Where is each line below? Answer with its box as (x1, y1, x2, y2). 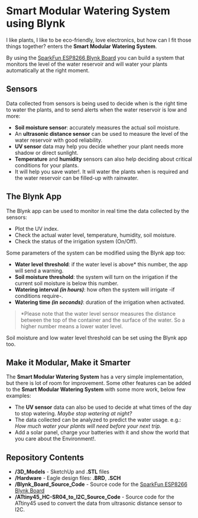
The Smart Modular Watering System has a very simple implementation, (6, 373, 184, 380)
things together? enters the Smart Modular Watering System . (6, 43, 157, 50)
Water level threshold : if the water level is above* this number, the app (14, 260, 188, 268)
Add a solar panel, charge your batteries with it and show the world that (14, 429, 189, 436)
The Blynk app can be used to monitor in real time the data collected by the (6, 207, 189, 214)
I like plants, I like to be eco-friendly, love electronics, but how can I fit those (6, 36, 191, 43)
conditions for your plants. (14, 161, 79, 169)
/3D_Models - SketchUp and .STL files (14, 468, 109, 475)
